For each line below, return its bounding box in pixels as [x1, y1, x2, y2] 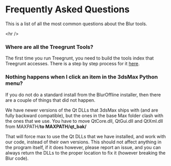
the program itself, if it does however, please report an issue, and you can [5, 144, 161, 150]
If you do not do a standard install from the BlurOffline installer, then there [5, 91, 161, 98]
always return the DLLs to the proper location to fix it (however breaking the [5, 150, 166, 156]
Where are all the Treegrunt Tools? [5, 43, 93, 50]
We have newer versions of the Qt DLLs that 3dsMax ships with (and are [5, 107, 158, 113]
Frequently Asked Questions [5, 4, 130, 15]
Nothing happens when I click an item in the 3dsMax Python [5, 73, 158, 81]
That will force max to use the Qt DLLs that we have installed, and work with [5, 133, 166, 139]
